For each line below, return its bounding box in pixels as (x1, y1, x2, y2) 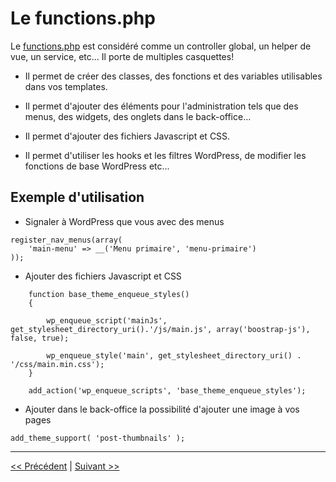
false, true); (10, 333, 70, 343)
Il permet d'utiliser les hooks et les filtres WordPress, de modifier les (24, 149, 307, 161)
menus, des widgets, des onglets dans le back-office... (24, 110, 252, 122)
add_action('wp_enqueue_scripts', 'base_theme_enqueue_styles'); (28, 385, 307, 396)
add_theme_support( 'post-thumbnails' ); (10, 433, 186, 443)
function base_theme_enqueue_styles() (28, 289, 190, 299)
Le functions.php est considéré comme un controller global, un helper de (10, 40, 312, 52)
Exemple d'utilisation (10, 189, 145, 206)
